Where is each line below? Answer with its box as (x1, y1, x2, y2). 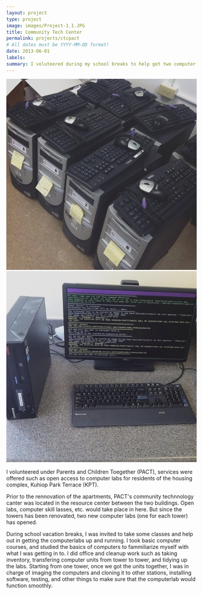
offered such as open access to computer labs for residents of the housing (6, 475, 193, 482)
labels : (6, 55, 26, 61)
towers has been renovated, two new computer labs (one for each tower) (6, 513, 188, 520)
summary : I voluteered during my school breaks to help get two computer (6, 61, 196, 67)
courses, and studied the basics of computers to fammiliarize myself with (6, 543, 189, 551)
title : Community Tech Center (6, 29, 83, 35)
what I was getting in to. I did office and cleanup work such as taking (6, 550, 178, 557)
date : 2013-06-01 (6, 49, 50, 55)
